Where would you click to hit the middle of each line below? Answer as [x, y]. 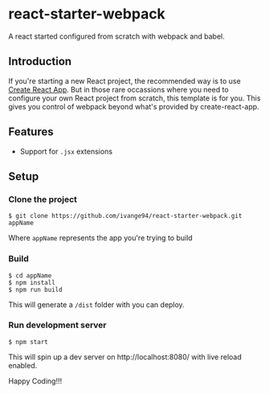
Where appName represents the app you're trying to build [100, 238]
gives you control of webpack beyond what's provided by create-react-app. [134, 106]
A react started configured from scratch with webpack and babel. [116, 36]
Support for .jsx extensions [66, 151]
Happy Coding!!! [35, 381]
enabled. [23, 365]
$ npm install [32, 282]
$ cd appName [30, 275]
